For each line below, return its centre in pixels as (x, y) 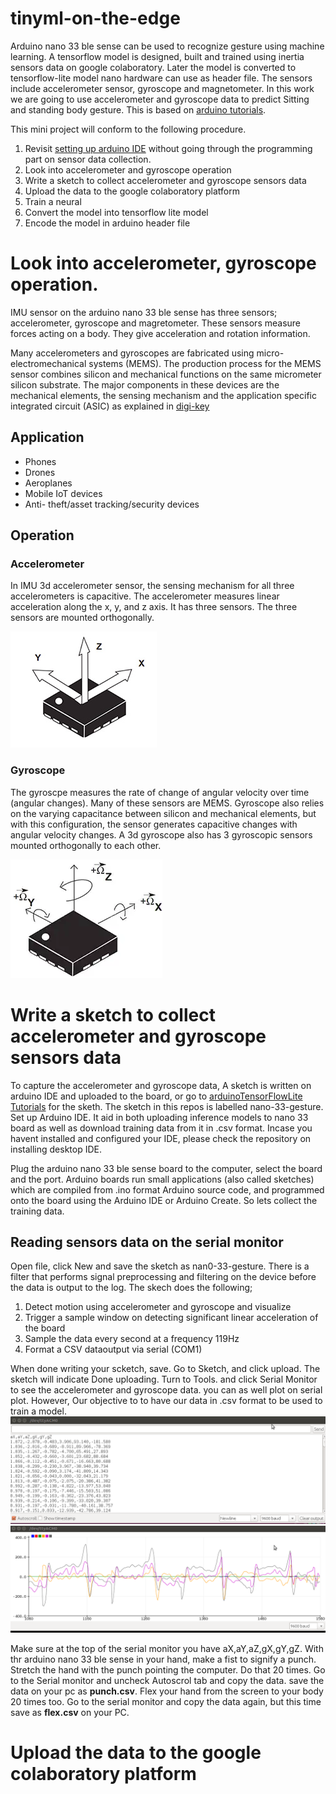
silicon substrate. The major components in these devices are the (145, 384)
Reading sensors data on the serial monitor (147, 1242)
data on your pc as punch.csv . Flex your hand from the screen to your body (167, 1691)
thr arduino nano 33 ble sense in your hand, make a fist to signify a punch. (163, 1659)
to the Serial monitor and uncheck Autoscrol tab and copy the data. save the (167, 1680)
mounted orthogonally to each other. (86, 845)
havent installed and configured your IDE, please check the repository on (161, 1138)
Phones (40, 461)
